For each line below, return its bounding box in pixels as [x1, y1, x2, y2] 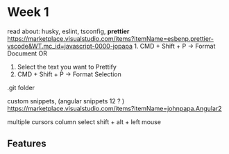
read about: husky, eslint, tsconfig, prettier [7, 27, 130, 35]
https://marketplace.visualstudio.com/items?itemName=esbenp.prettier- [7, 34, 214, 42]
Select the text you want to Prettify [17, 62, 117, 71]
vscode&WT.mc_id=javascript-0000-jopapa [7, 42, 133, 50]
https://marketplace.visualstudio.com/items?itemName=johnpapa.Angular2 [7, 104, 222, 112]
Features [7, 138, 46, 150]
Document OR [7, 49, 47, 58]
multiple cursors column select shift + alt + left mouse [7, 117, 162, 126]
